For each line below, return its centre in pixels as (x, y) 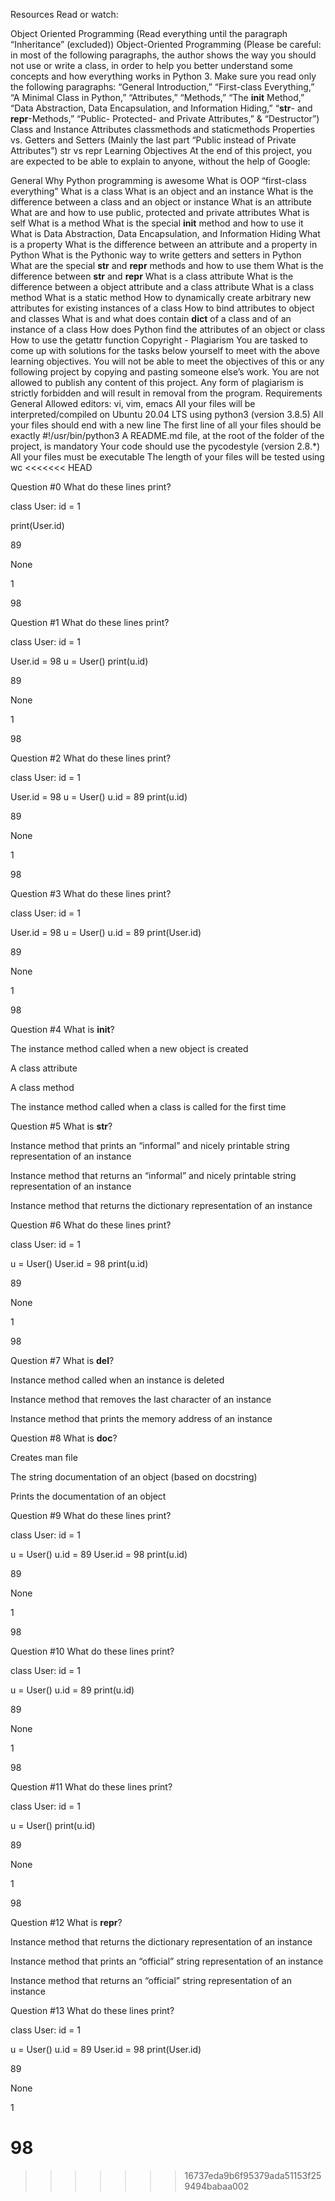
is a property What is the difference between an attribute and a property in (164, 244)
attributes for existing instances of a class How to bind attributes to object (162, 308)
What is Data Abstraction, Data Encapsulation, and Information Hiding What (165, 233)
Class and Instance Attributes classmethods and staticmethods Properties (163, 129)
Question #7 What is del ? (62, 1360)
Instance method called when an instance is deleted (117, 1380)
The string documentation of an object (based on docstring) (134, 1477)
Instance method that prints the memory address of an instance (141, 1418)
